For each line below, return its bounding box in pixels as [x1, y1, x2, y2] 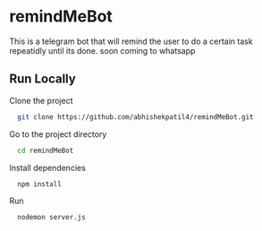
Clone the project [9, 95, 73, 106]
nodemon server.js [17, 213, 87, 222]
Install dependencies [9, 162, 87, 173]
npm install [17, 179, 63, 189]
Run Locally [9, 72, 76, 87]
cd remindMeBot [17, 146, 74, 155]
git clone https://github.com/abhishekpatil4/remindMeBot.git [17, 112, 254, 122]
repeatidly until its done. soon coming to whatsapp [9, 45, 196, 56]
